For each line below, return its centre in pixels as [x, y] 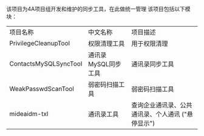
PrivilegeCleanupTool [40, 43]
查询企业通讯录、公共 [162, 105]
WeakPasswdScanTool [42, 89]
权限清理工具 [106, 43]
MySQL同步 [104, 64]
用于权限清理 [150, 43]
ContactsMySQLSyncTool [46, 64]
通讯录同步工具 [153, 64]
